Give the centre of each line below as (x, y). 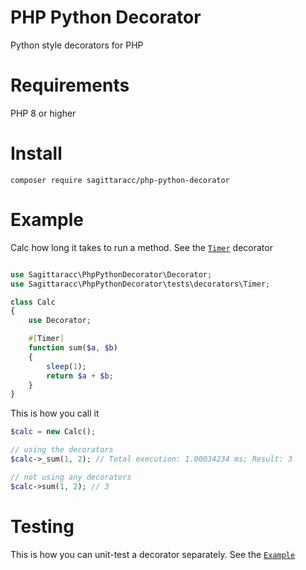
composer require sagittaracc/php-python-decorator (120, 180)
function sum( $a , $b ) (73, 348)
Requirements (70, 85)
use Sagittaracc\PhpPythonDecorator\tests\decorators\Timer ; (140, 284)
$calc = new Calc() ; (53, 432)
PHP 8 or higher (43, 113)
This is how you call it (55, 413)
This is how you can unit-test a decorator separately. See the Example (153, 554)
